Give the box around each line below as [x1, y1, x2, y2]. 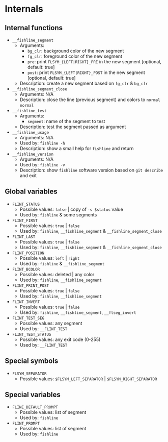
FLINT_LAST [12, 234, 36, 239]
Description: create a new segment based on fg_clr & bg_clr [19, 80, 148, 86]
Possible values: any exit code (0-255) [19, 336, 101, 342]
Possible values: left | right [19, 255, 80, 261]
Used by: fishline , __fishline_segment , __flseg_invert [19, 309, 136, 315]
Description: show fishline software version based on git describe [19, 167, 163, 173]
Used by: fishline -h [19, 140, 65, 146]
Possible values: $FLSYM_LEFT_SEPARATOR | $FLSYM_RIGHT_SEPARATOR [19, 376, 157, 382]
